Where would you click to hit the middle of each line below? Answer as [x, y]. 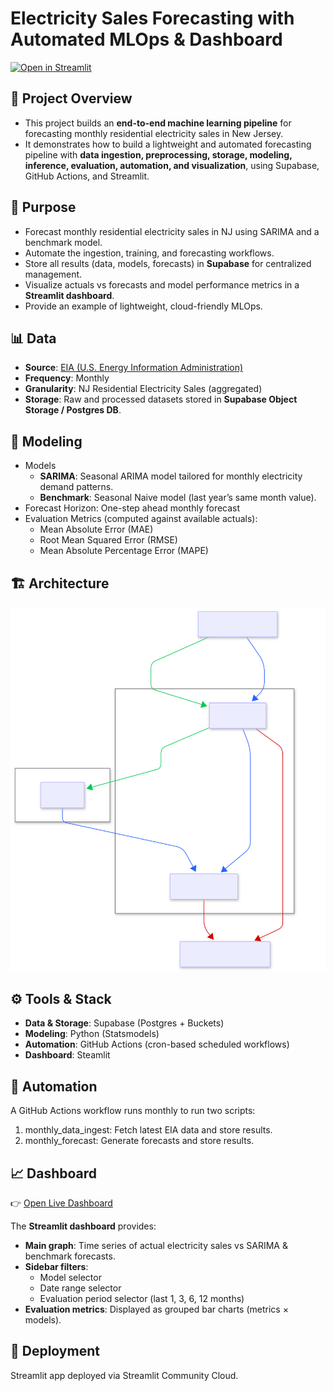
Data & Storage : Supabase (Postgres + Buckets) [124, 1023]
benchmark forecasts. [70, 1256]
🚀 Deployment [55, 1351]
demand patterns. [76, 487]
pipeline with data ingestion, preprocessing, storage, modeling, [158, 154]
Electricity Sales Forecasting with [152, 18]
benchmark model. [63, 242]
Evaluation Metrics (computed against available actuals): [141, 519]
